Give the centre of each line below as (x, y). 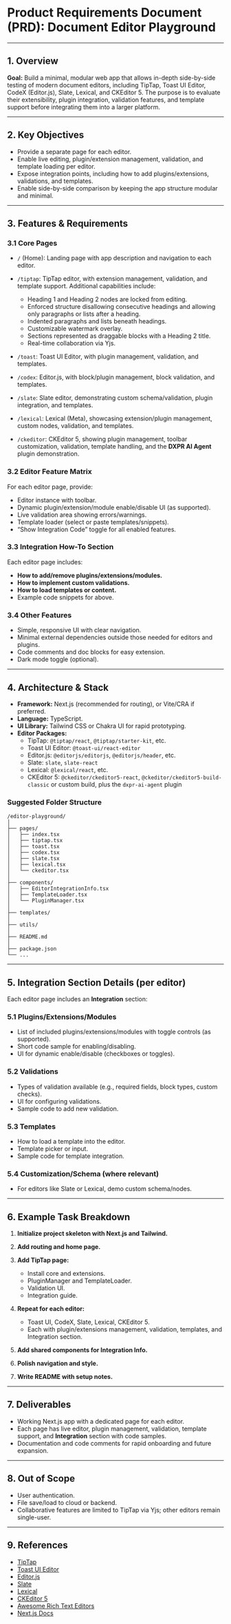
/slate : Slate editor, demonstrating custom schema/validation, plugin (115, 398)
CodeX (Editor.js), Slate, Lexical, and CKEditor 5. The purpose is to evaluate (114, 92)
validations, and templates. (55, 181)
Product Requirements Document (104, 13)
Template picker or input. (52, 1148)
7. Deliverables (39, 1405)
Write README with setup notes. (65, 1377)
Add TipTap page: (43, 1260)
